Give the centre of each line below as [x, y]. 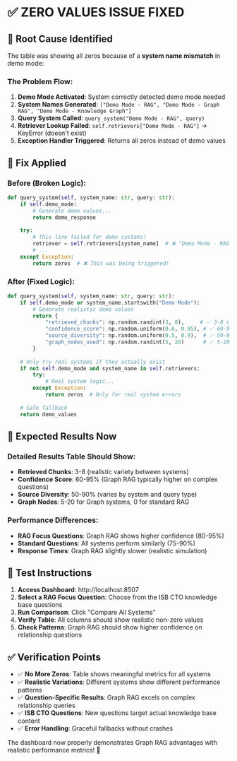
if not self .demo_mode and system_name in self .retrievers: [110, 368]
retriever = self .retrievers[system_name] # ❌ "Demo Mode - [125, 244]
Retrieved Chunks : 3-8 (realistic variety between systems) [103, 472]
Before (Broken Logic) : [47, 183]
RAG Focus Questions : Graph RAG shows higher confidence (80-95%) [121, 536]
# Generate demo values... [72, 211]
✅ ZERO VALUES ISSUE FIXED [96, 12]
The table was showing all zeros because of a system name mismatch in [114, 56]
